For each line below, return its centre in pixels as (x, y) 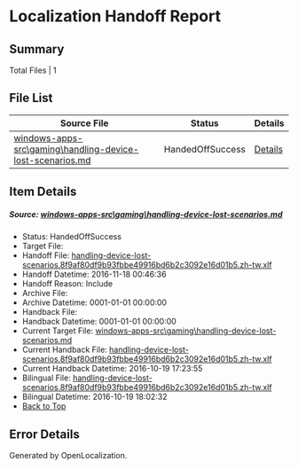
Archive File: (45, 293)
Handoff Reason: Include (67, 284)
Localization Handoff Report (115, 16)
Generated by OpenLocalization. (68, 455)
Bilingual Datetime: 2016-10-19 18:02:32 (94, 397)
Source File (84, 123)
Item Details (43, 192)
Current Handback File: (65, 350)
